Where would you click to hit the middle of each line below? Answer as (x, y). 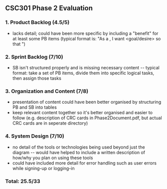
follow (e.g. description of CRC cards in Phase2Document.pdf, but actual (87, 118)
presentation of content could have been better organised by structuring (87, 102)
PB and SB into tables (35, 107)
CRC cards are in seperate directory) (50, 123)
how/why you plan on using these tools (53, 158)
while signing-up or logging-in (43, 168)
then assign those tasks (37, 78)
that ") (19, 44)
